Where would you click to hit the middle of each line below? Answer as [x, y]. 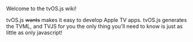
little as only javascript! [34, 33]
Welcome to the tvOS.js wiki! [41, 9]
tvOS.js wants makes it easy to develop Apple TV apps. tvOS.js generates [96, 20]
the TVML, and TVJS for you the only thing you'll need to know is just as [94, 26]
